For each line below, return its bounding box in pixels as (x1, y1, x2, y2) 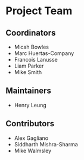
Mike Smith (14, 69, 42, 75)
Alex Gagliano (14, 135, 49, 142)
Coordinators (5, 28, 56, 38)
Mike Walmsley (14, 147, 52, 154)
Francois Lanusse (14, 56, 58, 63)
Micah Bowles (14, 43, 49, 50)
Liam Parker (14, 62, 44, 69)
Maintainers (5, 86, 52, 96)
